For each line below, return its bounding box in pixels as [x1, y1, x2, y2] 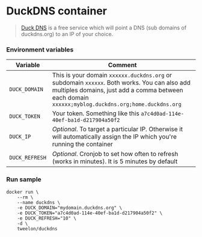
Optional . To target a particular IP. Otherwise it [52, 125, 183, 133]
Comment [108, 61, 137, 70]
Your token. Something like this [52, 109, 139, 118]
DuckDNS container [6, 4, 107, 18]
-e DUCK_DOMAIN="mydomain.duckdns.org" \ [17, 205, 122, 211]
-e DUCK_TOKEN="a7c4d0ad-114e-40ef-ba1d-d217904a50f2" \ [17, 210, 163, 216]
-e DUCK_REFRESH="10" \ [17, 215, 77, 221]
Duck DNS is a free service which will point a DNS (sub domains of [20, 24, 187, 31]
